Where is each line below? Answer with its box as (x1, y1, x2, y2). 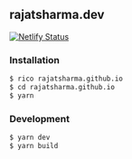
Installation (9, 53, 61, 66)
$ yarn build (9, 141, 59, 150)
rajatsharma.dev (9, 7, 105, 23)
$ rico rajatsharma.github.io (9, 74, 124, 84)
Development (9, 112, 71, 125)
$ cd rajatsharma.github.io (9, 82, 116, 91)
